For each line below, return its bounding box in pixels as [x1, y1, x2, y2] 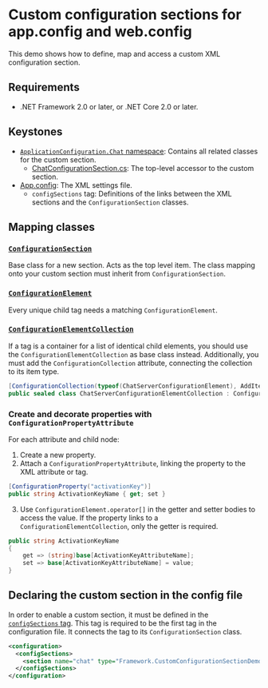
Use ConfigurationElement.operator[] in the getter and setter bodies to [19, 504, 256, 514]
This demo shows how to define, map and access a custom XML [8, 49, 221, 58]
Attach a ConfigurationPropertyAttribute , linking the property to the [19, 458, 246, 468]
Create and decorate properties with [8, 408, 152, 420]
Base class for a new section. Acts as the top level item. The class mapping [8, 260, 255, 270]
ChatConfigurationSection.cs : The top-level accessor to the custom [31, 163, 254, 173]
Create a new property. [19, 450, 97, 459]
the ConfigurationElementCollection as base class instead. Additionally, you [8, 349, 259, 359]
